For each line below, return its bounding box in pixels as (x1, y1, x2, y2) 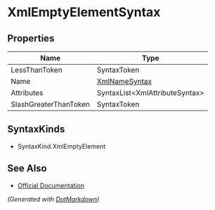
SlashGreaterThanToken (11, 99, 90, 109)
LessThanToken (11, 65, 63, 75)
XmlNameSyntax (96, 77, 152, 86)
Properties (7, 32, 55, 44)
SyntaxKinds (7, 123, 65, 135)
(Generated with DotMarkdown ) (7, 194, 100, 203)
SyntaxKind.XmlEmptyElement (17, 142, 106, 150)
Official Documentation (17, 181, 84, 190)
